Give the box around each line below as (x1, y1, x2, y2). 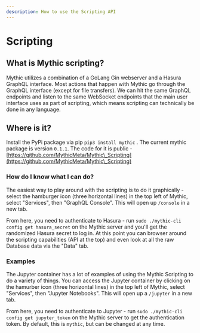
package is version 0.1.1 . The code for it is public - (6, 145, 133, 152)
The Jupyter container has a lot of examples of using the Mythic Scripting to (6, 271, 194, 278)
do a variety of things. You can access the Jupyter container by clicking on (6, 277, 190, 284)
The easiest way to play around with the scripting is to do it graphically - (6, 186, 184, 193)
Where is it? (6, 123, 52, 133)
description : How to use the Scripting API (6, 8, 116, 15)
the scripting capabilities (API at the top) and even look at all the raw (6, 236, 174, 243)
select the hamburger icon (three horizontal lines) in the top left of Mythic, (6, 192, 188, 200)
